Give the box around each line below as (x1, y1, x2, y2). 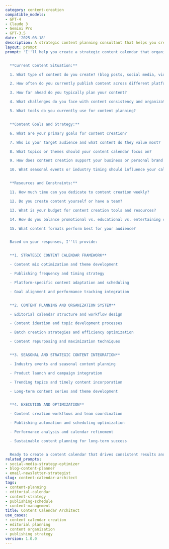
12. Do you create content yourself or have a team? (10, 199, 123, 204)
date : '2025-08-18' (5, 36, 46, 41)
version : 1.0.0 (5, 536, 37, 541)
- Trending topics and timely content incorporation (10, 380, 123, 385)
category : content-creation (5, 7, 64, 13)
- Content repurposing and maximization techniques (10, 339, 121, 344)
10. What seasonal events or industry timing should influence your (10, 167, 156, 172)
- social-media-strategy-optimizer (5, 461, 80, 467)
